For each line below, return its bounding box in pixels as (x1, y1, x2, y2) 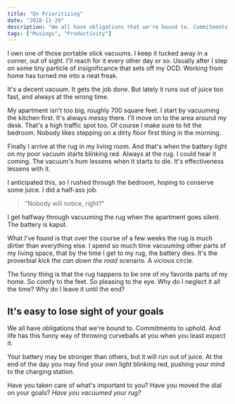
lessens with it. (7, 164, 51, 173)
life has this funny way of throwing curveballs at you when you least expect (7, 332, 226, 340)
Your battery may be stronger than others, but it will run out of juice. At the (7, 353, 223, 361)
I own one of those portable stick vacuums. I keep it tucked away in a (7, 49, 208, 58)
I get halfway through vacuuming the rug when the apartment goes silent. (7, 213, 221, 221)
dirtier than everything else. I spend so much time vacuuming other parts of (7, 242, 227, 250)
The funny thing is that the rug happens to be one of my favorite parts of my (7, 270, 228, 278)
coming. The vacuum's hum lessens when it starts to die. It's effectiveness (7, 157, 224, 166)
